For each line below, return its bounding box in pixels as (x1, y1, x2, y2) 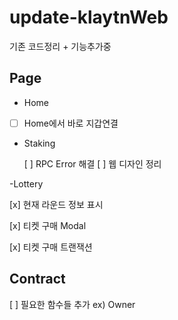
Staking (23, 137, 56, 149)
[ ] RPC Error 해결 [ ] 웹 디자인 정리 (23, 157, 162, 170)
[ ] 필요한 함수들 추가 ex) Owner (9, 298, 136, 310)
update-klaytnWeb (9, 6, 169, 29)
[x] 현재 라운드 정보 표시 (9, 198, 104, 210)
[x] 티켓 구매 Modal (9, 219, 87, 231)
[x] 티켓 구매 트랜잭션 (9, 241, 93, 253)
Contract (9, 271, 66, 288)
